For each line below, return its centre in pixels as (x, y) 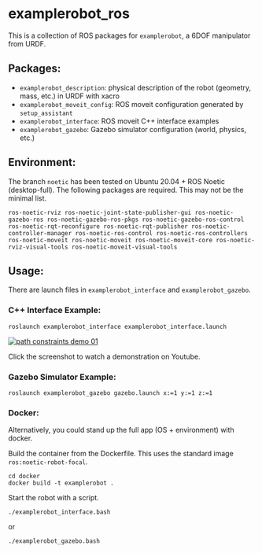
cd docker (24, 477)
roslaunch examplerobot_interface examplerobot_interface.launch (117, 326)
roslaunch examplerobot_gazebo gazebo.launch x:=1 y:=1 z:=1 (111, 393)
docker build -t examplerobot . (61, 483)
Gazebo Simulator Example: (62, 377)
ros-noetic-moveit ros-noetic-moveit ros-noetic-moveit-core (111, 240)
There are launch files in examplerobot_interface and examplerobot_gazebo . (129, 290)
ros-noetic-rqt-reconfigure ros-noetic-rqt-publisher (98, 226)
